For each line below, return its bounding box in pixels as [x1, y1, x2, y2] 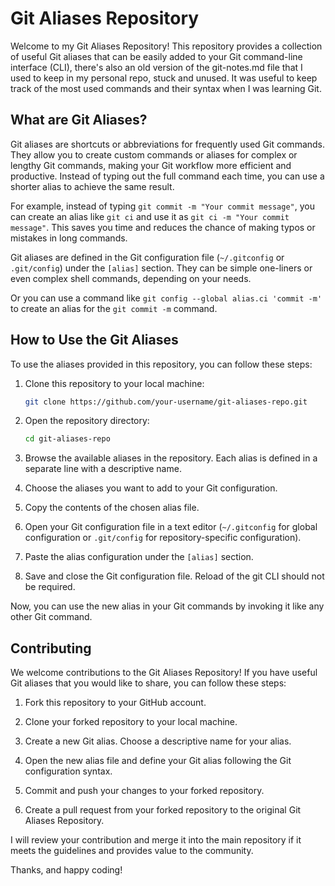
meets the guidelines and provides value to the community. [10, 845, 254, 857]
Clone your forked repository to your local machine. [24, 716, 238, 728]
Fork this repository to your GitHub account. [24, 697, 207, 709]
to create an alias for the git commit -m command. [10, 302, 218, 314]
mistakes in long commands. [10, 232, 128, 244]
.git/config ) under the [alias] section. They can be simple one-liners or [10, 262, 313, 274]
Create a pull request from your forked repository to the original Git [24, 804, 302, 816]
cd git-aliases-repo [24, 434, 111, 444]
